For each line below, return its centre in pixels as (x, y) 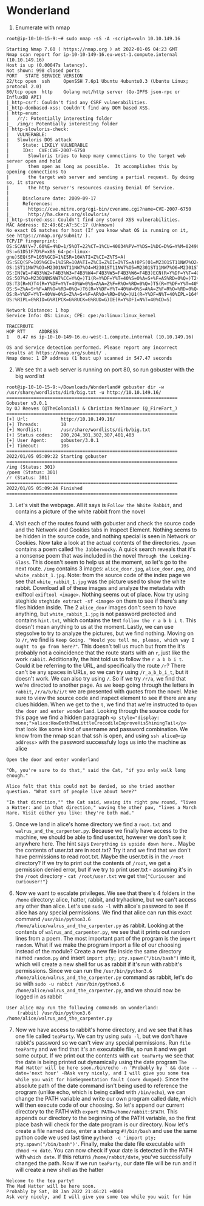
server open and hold (34, 161)
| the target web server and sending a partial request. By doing (100, 177)
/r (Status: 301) (28, 478)
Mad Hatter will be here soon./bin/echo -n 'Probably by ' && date (102, 1068)
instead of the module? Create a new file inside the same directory (98, 951)
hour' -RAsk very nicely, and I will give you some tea (117, 1073)
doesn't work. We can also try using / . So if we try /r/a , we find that (100, 678)
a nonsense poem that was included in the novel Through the (91, 555)
